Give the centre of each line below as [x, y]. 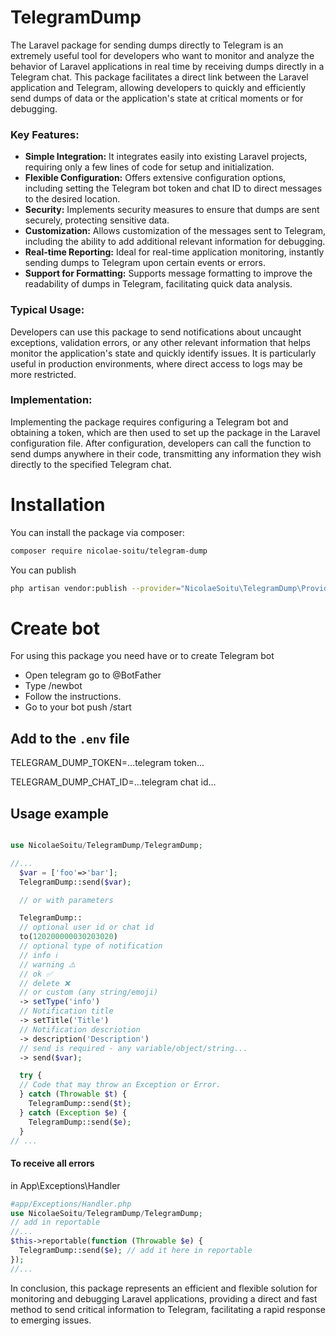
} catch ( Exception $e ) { [73, 1112]
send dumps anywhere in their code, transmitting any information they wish [166, 453]
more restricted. [43, 374]
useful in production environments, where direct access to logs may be [156, 363]
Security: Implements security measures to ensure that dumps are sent [172, 210]
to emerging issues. [51, 1320]
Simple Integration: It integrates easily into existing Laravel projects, [166, 157]
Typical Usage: [47, 310]
